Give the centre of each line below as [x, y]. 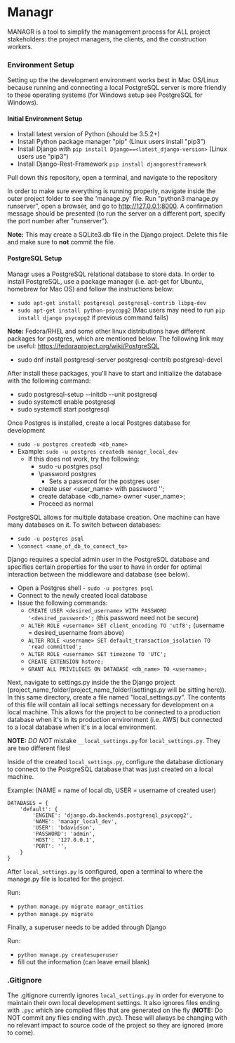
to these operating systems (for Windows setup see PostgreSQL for [105, 95]
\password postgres [67, 473]
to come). [21, 1032]
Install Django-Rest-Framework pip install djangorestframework [112, 164]
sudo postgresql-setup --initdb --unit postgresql [87, 394]
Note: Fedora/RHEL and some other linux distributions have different [106, 331]
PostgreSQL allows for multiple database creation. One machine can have [114, 517]
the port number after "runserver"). [58, 221]
